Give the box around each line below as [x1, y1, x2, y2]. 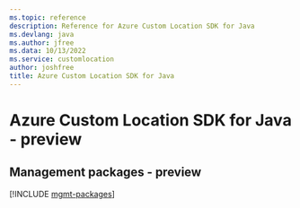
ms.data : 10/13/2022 [9, 47, 87, 56]
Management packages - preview [9, 165, 202, 180]
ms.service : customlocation [9, 55, 115, 64]
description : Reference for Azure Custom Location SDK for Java [9, 22, 255, 30]
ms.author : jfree [9, 38, 75, 48]
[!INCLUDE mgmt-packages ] [9, 188, 115, 199]
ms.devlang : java [9, 30, 75, 39]
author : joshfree [9, 64, 75, 73]
